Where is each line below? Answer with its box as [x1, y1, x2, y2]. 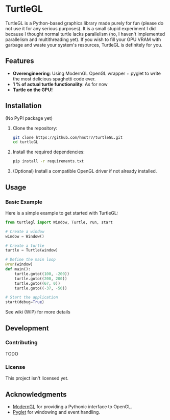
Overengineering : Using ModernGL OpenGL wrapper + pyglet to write [12, 70, 161, 76]
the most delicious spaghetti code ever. [12, 75, 96, 82]
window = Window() [5, 234, 44, 239]
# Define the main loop [5, 257, 56, 262]
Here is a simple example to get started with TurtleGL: [5, 209, 118, 216]
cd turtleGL [12, 139, 38, 145]
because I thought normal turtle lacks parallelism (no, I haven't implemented [5, 31, 165, 37]
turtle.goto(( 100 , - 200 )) [14, 271, 70, 277]
